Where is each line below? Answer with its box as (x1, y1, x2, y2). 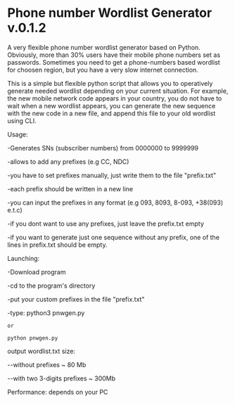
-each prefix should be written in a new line (7, 184, 134, 193)
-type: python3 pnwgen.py (7, 308, 85, 317)
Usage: (7, 130, 28, 139)
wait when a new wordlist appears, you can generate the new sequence (7, 101, 216, 110)
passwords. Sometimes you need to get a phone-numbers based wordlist (7, 58, 220, 66)
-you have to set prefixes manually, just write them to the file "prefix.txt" (7, 171, 217, 179)
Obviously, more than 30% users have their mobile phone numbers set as (7, 51, 220, 59)
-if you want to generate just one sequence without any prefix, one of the (7, 233, 220, 241)
